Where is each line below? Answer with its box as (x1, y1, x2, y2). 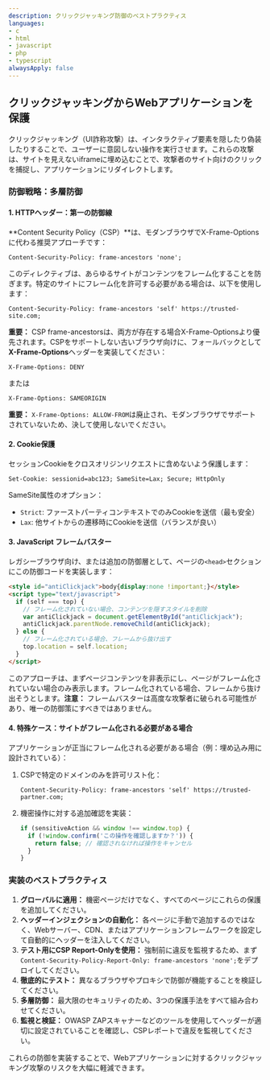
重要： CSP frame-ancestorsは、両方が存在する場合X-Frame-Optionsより (8, 327, 253, 337)
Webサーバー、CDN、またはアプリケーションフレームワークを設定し (34, 925, 263, 934)
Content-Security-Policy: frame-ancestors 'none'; (8, 253, 182, 262)
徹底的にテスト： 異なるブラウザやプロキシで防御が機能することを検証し (19, 975, 263, 985)
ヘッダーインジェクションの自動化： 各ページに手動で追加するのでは (19, 915, 248, 925)
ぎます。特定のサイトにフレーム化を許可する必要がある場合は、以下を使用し (8, 279, 262, 288)
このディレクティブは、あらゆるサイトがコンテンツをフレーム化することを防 (8, 268, 262, 278)
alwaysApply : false (8, 64, 74, 72)
